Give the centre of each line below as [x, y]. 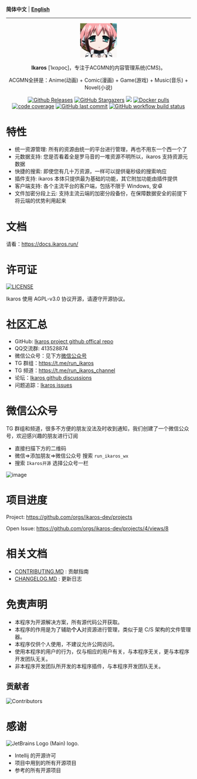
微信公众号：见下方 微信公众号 [50, 356]
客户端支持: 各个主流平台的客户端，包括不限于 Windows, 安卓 [89, 186]
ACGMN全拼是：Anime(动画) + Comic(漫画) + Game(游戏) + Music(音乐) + [98, 80]
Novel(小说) [98, 88]
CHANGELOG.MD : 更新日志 [48, 579]
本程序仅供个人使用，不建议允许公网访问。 [66, 644]
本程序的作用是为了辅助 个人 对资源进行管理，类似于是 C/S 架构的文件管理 [103, 629]
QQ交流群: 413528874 [41, 349]
